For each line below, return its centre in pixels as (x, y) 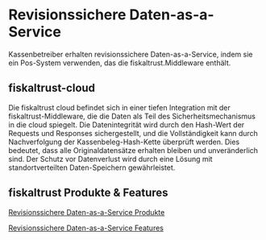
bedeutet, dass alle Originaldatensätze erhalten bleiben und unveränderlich (133, 150)
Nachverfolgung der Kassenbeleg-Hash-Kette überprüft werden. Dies (124, 142)
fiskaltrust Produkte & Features (88, 193)
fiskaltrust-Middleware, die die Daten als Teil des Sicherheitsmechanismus (132, 116)
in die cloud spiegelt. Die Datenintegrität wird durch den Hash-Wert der (127, 124)
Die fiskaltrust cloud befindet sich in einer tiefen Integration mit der (120, 107)
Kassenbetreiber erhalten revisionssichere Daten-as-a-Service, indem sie (131, 54)
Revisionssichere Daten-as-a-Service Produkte (87, 212)
